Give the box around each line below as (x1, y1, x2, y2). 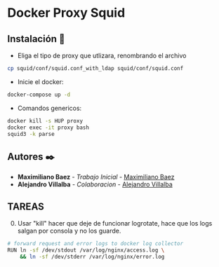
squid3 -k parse (7, 130, 55, 137)
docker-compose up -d (7, 91, 71, 98)
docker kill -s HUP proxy (7, 117, 83, 124)
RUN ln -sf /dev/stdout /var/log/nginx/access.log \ (7, 247, 165, 254)
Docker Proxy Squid (7, 5, 126, 21)
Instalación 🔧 (7, 33, 65, 45)
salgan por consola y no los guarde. (17, 226, 121, 235)
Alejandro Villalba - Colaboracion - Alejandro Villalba (17, 180, 173, 189)
